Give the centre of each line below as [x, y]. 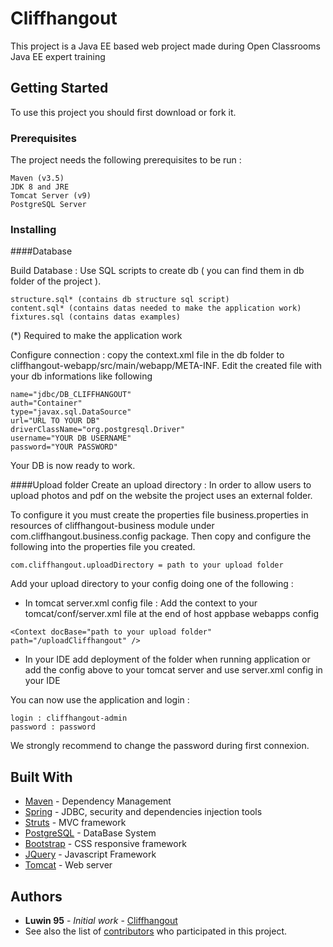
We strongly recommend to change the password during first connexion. [160, 746]
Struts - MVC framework [75, 823]
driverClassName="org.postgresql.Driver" [98, 430]
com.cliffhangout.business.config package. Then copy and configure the [161, 536]
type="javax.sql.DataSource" [71, 412]
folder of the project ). [56, 281]
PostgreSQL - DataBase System [90, 833]
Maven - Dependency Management [98, 801]
